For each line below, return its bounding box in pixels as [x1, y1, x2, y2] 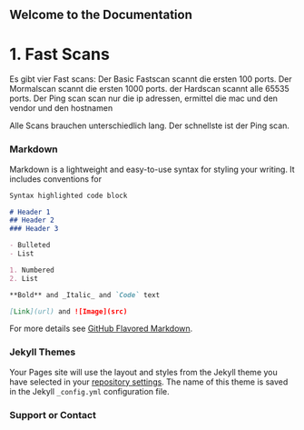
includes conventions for [9, 173, 103, 185]
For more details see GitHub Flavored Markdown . [9, 323, 193, 335]
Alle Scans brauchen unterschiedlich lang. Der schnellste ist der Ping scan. [9, 120, 290, 131]
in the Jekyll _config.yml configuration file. [9, 385, 170, 396]
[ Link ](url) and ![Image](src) [9, 306, 128, 316]
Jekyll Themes [9, 345, 76, 358]
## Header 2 [9, 215, 54, 225]
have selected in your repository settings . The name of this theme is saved [9, 376, 289, 387]
